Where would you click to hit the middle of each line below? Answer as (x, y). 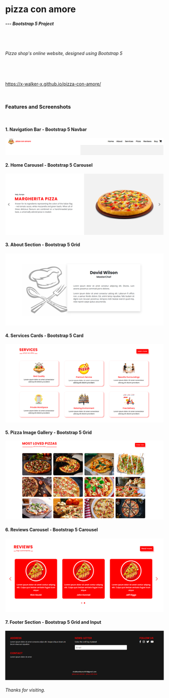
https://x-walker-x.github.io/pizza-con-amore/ (53, 84)
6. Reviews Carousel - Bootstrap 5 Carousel (52, 529)
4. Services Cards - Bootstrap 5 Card (45, 335)
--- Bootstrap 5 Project (30, 23)
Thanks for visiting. (25, 690)
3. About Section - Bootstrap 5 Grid (43, 245)
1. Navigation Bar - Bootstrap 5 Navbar (46, 129)
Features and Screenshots (38, 107)
